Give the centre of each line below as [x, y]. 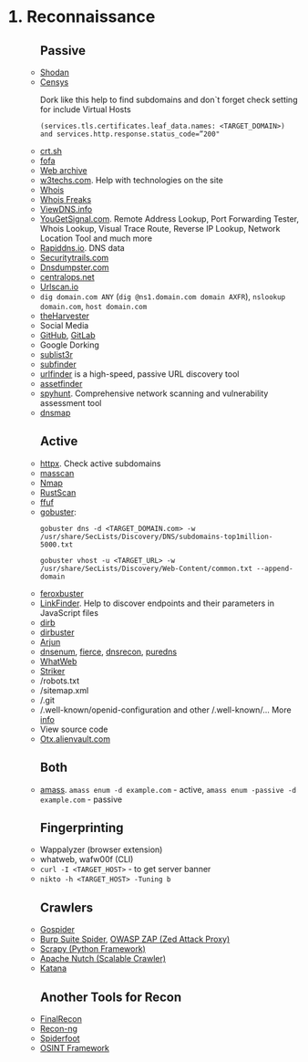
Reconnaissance [91, 17]
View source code [74, 729]
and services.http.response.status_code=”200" [130, 134]
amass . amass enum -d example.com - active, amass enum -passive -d [168, 789]
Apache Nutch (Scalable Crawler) [103, 959]
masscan [57, 473]
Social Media [64, 325]
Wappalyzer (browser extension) [101, 849]
